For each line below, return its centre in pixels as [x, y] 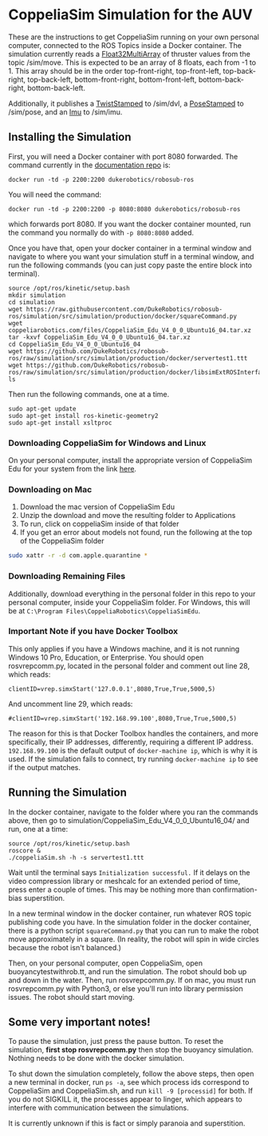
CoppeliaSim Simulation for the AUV [130, 15]
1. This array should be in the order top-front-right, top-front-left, [115, 70]
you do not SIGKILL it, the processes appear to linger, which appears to [126, 1099]
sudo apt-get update [43, 409]
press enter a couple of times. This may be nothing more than [110, 889]
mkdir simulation [37, 295]
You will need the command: [55, 195]
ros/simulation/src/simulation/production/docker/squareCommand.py [123, 316]
